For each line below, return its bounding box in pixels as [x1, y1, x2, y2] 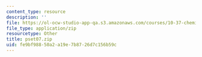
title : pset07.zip [6, 36, 52, 42]
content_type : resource [6, 8, 66, 15]
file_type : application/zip [6, 25, 77, 31]
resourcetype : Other [6, 31, 58, 37]
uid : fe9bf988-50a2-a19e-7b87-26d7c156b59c [6, 42, 117, 48]
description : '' [6, 14, 47, 20]
